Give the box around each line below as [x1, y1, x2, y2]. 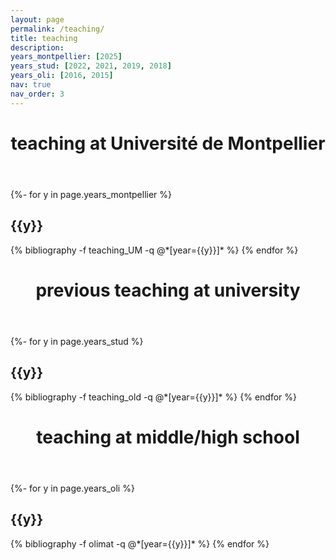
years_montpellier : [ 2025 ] [10, 52, 123, 62]
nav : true [10, 80, 52, 90]
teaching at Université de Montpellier [10, 132, 326, 155]
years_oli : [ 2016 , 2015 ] [10, 71, 114, 81]
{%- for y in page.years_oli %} [10, 482, 135, 494]
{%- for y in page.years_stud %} [10, 335, 144, 347]
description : [10, 42, 65, 53]
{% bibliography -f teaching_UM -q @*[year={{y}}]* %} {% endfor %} [10, 244, 299, 256]
